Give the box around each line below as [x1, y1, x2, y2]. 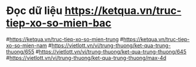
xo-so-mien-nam [6, 42, 47, 49]
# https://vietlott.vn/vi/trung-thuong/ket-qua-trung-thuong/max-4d [6, 54, 167, 61]
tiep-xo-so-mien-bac [6, 16, 112, 30]
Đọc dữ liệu [6, 4, 63, 17]
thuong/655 [6, 48, 35, 55]
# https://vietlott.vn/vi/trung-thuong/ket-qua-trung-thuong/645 [35, 48, 187, 55]
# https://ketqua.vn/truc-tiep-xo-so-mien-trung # [6, 36, 124, 43]
